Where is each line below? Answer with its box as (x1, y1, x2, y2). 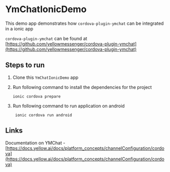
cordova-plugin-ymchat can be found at (5, 35, 87, 41)
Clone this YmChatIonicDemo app (12, 74, 79, 80)
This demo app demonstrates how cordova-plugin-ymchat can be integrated (5, 20, 164, 26)
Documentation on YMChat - (5, 140, 65, 146)
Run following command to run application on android (12, 103, 125, 109)
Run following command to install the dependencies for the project (12, 84, 152, 90)
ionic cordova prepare (12, 94, 61, 99)
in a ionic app (5, 25, 33, 31)
